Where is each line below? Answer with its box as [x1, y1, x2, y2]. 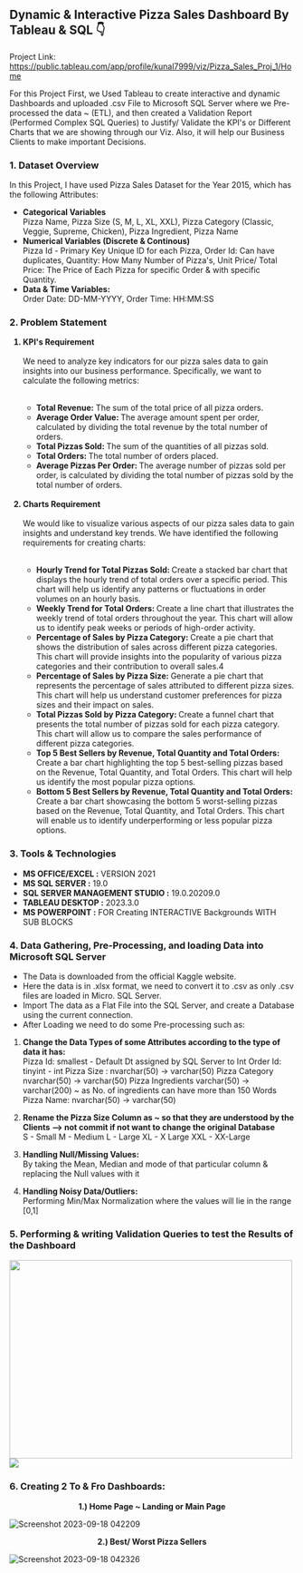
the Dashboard [9, 1238, 77, 1251]
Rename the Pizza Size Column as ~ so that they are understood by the [22, 1112, 295, 1123]
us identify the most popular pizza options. [35, 777, 196, 787]
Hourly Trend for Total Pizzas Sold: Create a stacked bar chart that [35, 564, 288, 575]
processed [9, 107, 50, 118]
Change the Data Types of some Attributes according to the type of [22, 1037, 280, 1047]
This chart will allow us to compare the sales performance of [35, 728, 262, 739]
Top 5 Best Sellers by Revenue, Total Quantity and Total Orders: [35, 747, 280, 758]
